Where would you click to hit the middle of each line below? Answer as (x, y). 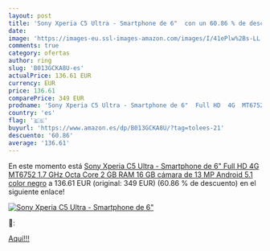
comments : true (34, 46)
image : (19, 38)
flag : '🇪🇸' (28, 121)
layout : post (30, 16)
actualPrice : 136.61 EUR (50, 76)
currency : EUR (32, 83)
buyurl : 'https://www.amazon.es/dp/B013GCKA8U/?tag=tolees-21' (117, 128)
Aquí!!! (19, 238)
